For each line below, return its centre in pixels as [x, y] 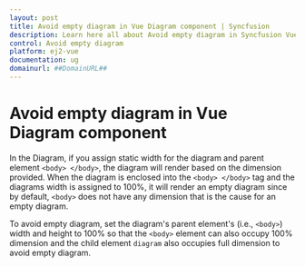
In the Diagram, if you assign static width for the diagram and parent [137, 158]
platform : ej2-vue [44, 52]
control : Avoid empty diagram [67, 43]
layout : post [34, 18]
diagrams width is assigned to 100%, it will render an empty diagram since [148, 186]
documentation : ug [44, 60]
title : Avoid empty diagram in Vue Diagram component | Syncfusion [140, 26]
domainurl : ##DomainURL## [58, 69]
